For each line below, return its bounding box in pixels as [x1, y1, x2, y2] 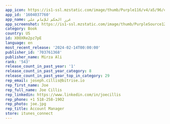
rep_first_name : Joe [5, 82, 49, 88]
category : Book [5, 26, 37, 31]
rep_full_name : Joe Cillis [5, 87, 62, 93]
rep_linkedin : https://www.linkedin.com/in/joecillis [5, 92, 121, 97]
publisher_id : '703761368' [5, 50, 62, 55]
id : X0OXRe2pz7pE [5, 36, 42, 41]
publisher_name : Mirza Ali [5, 54, 62, 60]
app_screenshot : [5, 21, 39, 27]
